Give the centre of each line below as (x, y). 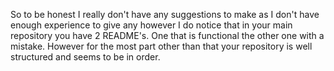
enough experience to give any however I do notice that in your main (151, 25)
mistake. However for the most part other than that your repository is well (161, 46)
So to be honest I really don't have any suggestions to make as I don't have (165, 14)
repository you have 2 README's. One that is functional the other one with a (167, 35)
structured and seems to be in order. (85, 57)
